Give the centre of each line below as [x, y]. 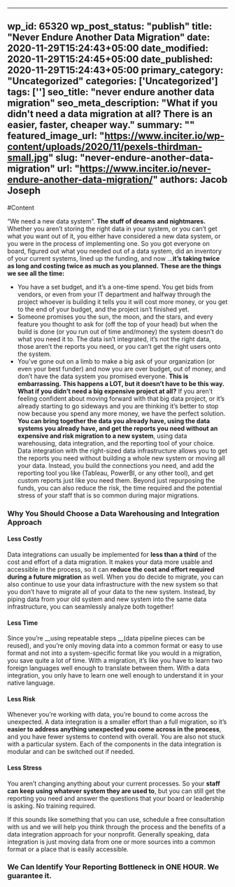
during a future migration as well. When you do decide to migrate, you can [115, 577]
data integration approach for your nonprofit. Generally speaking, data [108, 834]
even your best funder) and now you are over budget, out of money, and [121, 369]
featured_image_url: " [56, 136]
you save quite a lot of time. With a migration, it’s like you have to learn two [115, 661]
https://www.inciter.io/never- [145, 169]
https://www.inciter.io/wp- [165, 136]
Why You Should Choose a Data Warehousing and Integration [113, 514]
